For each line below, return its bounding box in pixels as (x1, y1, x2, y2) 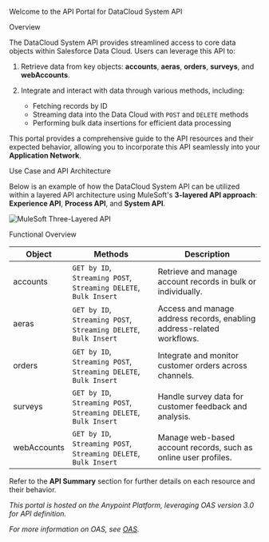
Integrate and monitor (157, 350, 239, 361)
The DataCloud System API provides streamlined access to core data (9, 38, 236, 47)
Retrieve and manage (157, 266, 238, 277)
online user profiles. (157, 452, 232, 463)
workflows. (157, 333, 200, 344)
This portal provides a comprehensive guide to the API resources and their (9, 134, 254, 143)
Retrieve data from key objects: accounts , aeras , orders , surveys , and (20, 62, 255, 71)
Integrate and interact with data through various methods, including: (20, 86, 245, 95)
